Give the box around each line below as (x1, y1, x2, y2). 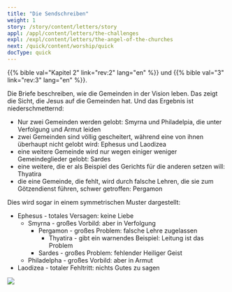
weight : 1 (7, 17, 36, 24)
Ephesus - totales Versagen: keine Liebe (17, 211, 134, 220)
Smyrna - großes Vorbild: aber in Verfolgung (27, 219, 156, 227)
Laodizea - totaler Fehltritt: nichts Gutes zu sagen (17, 263, 160, 272)
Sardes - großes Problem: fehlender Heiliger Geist (38, 249, 183, 257)
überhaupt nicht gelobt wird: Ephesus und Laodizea (17, 140, 166, 148)
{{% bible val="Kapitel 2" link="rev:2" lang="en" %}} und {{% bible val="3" (7, 68, 224, 77)
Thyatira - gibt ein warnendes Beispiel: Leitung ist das (48, 233, 204, 242)
